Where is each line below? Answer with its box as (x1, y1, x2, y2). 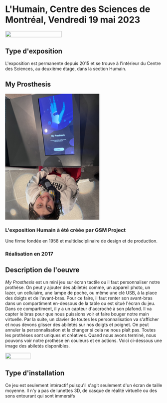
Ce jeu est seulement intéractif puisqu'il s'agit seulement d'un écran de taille (5, 382, 163, 388)
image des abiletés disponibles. (5, 342, 70, 348)
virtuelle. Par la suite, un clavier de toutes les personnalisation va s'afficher (5, 316, 160, 322)
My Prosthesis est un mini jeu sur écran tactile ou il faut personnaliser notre (5, 279, 161, 285)
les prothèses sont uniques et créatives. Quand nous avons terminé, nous (5, 332, 157, 338)
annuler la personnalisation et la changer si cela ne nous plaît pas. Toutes (5, 326, 156, 333)
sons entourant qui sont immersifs (5, 392, 75, 398)
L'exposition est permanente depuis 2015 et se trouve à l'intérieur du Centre (5, 60, 161, 66)
